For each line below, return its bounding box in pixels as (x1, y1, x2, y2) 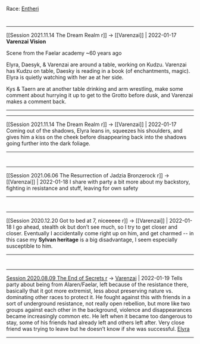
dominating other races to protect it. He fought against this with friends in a (6, 293, 190, 300)
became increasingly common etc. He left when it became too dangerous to (6, 312, 192, 320)
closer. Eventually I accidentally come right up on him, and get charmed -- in (6, 229, 194, 236)
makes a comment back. (6, 98, 67, 105)
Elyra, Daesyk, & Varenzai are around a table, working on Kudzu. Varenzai (6, 61, 187, 68)
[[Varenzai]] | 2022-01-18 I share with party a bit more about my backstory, (6, 179, 190, 186)
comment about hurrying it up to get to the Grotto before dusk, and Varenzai (6, 92, 193, 99)
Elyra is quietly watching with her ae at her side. (6, 74, 124, 81)
